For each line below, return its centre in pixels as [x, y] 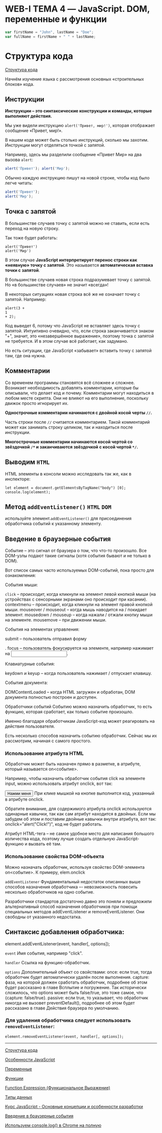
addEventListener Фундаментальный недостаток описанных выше [73, 881]
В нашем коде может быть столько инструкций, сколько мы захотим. [77, 140]
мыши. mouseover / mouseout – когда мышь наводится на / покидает [76, 610]
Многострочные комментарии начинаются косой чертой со [69, 442]
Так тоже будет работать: [31, 238]
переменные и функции [56, 19]
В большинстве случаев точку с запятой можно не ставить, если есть [77, 223]
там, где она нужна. [26, 355]
